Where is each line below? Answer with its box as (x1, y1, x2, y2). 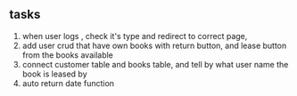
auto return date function (21, 77, 114, 88)
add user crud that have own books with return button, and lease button (21, 40, 287, 51)
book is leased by (21, 68, 87, 79)
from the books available (21, 49, 114, 60)
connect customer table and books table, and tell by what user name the (21, 59, 289, 69)
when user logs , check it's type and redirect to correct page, (21, 30, 248, 41)
